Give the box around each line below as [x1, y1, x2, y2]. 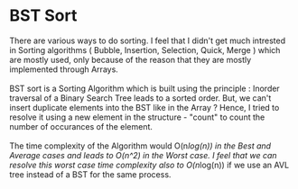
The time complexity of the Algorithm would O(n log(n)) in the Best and [9, 140, 272, 151]
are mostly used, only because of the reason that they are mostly [9, 54, 252, 65]
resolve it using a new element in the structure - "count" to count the [9, 112, 265, 122]
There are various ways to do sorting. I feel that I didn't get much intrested [9, 35, 286, 46]
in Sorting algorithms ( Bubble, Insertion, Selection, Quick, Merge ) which [9, 44, 281, 55]
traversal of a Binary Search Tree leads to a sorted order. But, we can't [9, 92, 272, 103]
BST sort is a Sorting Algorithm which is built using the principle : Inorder [9, 83, 280, 94]
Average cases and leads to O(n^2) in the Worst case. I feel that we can [9, 149, 277, 160]
